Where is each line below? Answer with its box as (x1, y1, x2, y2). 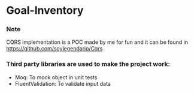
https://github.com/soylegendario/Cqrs (6, 45, 103, 52)
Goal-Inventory (6, 4, 84, 17)
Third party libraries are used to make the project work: (6, 60, 171, 68)
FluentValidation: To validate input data (14, 80, 111, 87)
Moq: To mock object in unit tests (14, 73, 98, 81)
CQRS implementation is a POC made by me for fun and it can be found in (6, 38, 189, 46)
